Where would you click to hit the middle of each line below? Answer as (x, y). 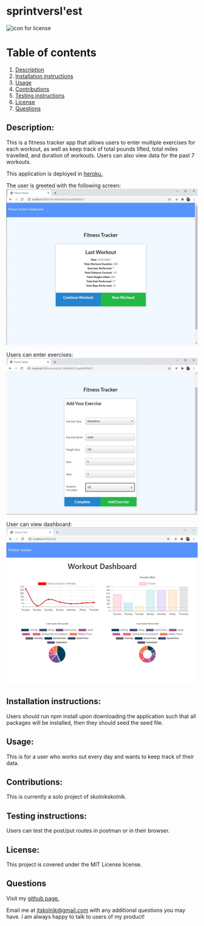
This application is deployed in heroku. (55, 173)
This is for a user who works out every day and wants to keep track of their (100, 757)
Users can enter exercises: (40, 355)
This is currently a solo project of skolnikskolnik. (66, 797)
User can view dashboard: (39, 524)
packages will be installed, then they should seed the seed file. (85, 722)
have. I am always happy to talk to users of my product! (76, 916)
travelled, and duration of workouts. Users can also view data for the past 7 (100, 155)
